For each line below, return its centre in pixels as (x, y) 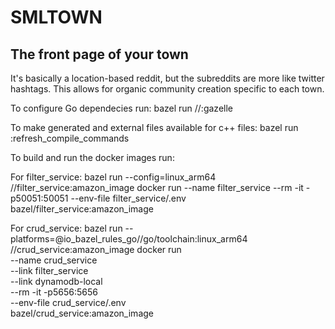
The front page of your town (99, 54)
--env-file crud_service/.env (68, 302)
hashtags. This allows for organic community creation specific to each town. (167, 89)
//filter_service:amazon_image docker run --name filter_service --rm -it (157, 187)
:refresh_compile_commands (70, 138)
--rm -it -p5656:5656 (54, 292)
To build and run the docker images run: (92, 157)
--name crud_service (54, 260)
